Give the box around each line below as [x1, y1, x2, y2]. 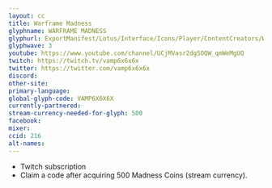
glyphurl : [8, 34, 42, 43]
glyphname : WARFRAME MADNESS [8, 27, 107, 35]
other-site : [8, 79, 49, 87]
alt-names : [8, 139, 45, 148]
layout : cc [8, 11, 45, 20]
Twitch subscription [19, 161, 87, 171]
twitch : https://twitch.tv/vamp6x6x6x [8, 57, 139, 65]
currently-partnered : [8, 102, 82, 110]
